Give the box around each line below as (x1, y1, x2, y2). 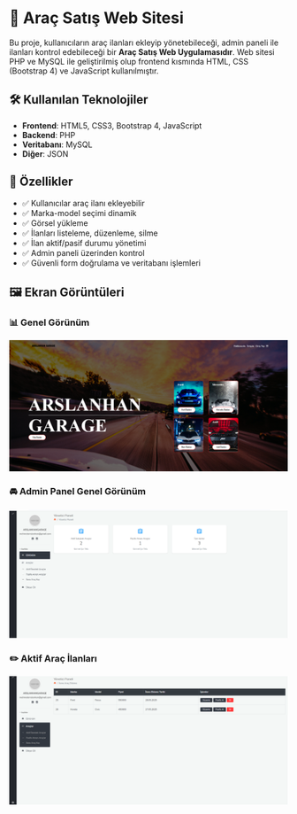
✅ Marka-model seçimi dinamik (21, 207, 137, 218)
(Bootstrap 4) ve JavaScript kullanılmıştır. (9, 66, 159, 76)
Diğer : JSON (21, 148, 69, 159)
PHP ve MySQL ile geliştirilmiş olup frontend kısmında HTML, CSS (9, 56, 249, 66)
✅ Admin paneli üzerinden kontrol (21, 247, 145, 258)
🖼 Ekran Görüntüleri (9, 284, 125, 299)
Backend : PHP (21, 129, 76, 140)
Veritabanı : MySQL (21, 139, 93, 150)
